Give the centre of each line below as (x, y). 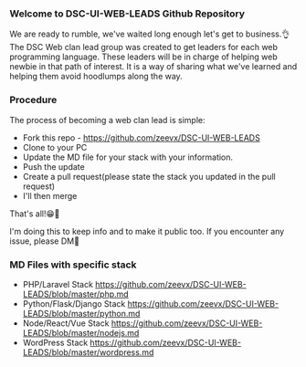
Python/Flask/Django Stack (74, 303)
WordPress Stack (55, 342)
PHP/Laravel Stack (58, 284)
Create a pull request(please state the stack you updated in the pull (149, 176)
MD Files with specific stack (73, 265)
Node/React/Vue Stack (66, 323)
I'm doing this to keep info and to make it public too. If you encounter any (147, 231)
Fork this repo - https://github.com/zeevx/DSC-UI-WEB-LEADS (141, 137)
